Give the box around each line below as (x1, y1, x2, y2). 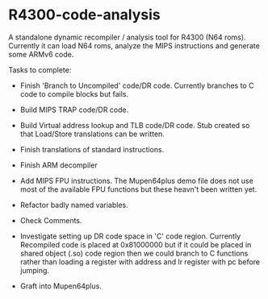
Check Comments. (19, 215, 82, 225)
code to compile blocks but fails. (19, 89, 129, 98)
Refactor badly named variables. (19, 200, 128, 210)
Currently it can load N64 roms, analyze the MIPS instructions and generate (8, 40, 260, 50)
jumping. (19, 265, 50, 275)
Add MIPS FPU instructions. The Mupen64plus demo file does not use (19, 176, 254, 185)
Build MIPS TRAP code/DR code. (19, 105, 129, 114)
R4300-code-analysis (8, 6, 161, 24)
